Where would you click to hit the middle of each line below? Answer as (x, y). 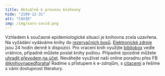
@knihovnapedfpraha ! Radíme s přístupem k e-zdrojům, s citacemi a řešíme (82, 63)
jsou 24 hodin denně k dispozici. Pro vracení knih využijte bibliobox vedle (80, 48)
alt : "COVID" (19, 19)
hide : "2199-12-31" (25, 14)
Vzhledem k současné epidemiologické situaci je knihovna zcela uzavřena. (81, 37)
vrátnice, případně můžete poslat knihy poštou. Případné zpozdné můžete (81, 53)
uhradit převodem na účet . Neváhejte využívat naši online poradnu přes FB (81, 58)
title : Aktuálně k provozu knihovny (43, 10)
